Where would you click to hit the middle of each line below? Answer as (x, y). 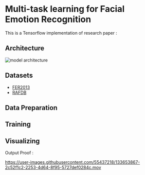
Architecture (25, 48)
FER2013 (21, 87)
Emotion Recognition (48, 19)
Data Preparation (31, 108)
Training (18, 124)
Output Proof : (19, 153)
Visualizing (22, 141)
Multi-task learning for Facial (65, 9)
